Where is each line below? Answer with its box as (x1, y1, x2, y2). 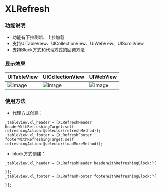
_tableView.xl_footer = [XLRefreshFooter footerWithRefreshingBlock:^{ (5, 174, 156, 179)
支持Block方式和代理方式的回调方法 (12, 47, 85, 53)
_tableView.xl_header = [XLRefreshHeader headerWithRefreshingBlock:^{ (5, 161, 156, 166)
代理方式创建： (12, 110, 43, 116)
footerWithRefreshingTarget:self (5, 137, 74, 142)
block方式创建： (12, 151, 46, 157)
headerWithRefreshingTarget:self (5, 124, 74, 129)
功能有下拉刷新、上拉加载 (12, 34, 65, 40)
